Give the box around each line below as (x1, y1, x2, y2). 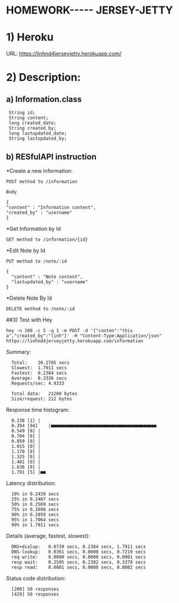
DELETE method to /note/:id (6, 306, 75, 312)
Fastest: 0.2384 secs (11, 370, 67, 376)
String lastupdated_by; (8, 136, 67, 142)
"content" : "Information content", (6, 204, 96, 210)
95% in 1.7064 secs (11, 517, 59, 523)
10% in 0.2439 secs (11, 491, 59, 497)
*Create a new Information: (6, 167, 72, 174)
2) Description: (6, 71, 81, 84)
